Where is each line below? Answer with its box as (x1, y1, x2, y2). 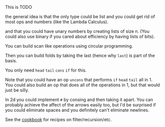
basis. (5, 58, 17, 63)
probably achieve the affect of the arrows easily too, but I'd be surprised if (5, 102, 156, 107)
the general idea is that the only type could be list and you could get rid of (5, 14, 155, 19)
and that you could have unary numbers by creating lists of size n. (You (5, 28, 150, 34)
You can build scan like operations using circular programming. (5, 43, 133, 49)
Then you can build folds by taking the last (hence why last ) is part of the (5, 52, 155, 58)
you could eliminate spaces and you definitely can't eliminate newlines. (5, 107, 149, 113)
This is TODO (5, 4, 32, 10)
